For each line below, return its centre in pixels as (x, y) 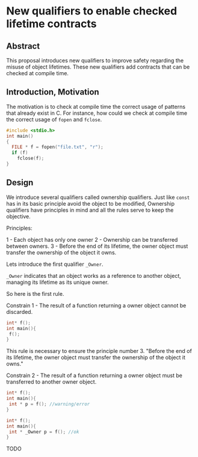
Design (20, 182)
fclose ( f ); (31, 158)
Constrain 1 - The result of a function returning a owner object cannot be (96, 305)
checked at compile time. (38, 73)
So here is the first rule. (35, 293)
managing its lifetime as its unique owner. (57, 282)
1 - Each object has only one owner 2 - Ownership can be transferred (92, 239)
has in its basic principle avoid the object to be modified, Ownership (90, 203)
